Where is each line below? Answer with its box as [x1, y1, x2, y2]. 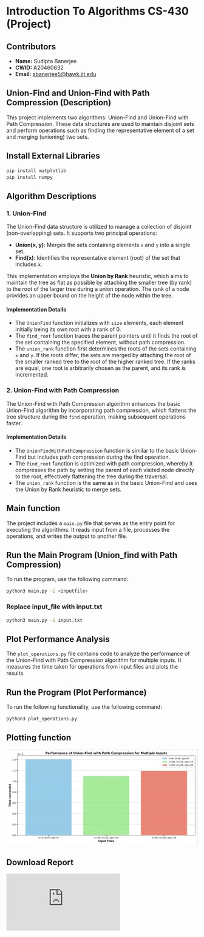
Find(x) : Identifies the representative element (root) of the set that [15, 254, 181, 262]
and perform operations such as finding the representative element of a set [6, 127, 194, 134]
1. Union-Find [6, 209, 47, 217]
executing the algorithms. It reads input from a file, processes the [6, 526, 170, 533]
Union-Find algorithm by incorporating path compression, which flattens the [6, 406, 197, 414]
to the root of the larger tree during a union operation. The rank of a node [6, 285, 189, 293]
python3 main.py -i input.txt [6, 617, 83, 623]
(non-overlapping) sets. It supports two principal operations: [6, 229, 158, 237]
